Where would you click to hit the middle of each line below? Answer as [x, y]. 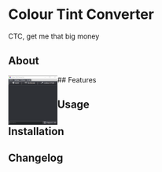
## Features [77, 79]
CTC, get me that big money [54, 36]
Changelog [36, 157]
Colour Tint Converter [81, 15]
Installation [36, 131]
